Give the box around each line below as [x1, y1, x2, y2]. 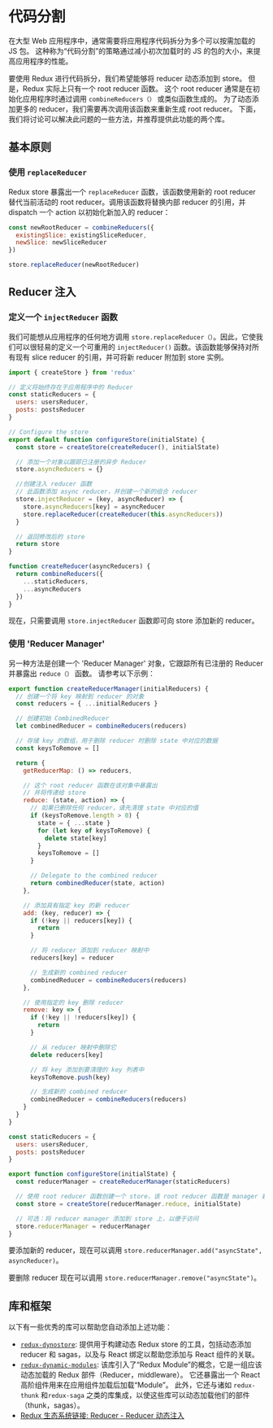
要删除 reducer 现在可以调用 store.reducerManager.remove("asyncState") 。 [8, 1273, 262, 1282]
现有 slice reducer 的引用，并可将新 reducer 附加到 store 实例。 [15, 352, 229, 362]
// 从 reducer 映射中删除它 [29, 1043, 117, 1051]
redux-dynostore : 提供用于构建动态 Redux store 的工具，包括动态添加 [19, 1339, 252, 1349]
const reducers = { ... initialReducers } [15, 700, 158, 708]
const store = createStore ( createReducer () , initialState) [15, 443, 220, 452]
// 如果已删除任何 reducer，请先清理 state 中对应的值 [29, 804, 199, 812]
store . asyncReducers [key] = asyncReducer [23, 502, 165, 511]
